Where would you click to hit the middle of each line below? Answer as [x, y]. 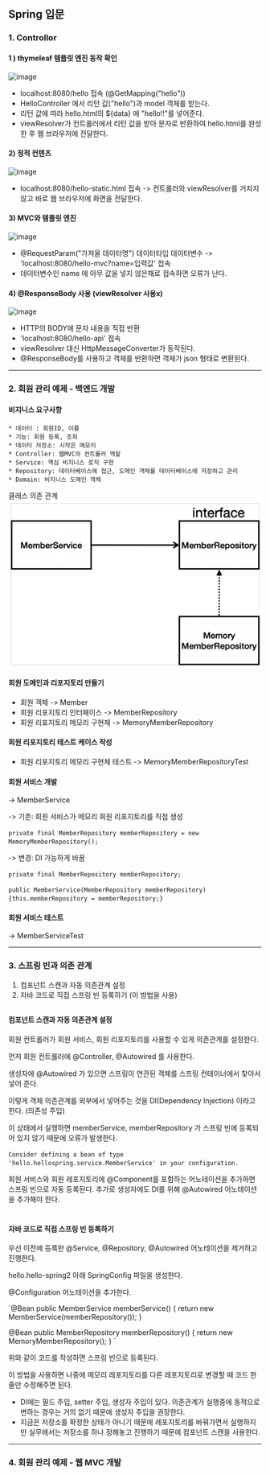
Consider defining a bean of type [66, 1154]
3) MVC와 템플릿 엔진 [42, 218]
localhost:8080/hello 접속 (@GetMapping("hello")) [103, 93]
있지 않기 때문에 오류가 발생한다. [67, 1138]
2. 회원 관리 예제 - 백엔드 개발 [61, 389]
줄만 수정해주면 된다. [41, 1385]
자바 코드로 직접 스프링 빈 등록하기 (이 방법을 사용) [98, 995]
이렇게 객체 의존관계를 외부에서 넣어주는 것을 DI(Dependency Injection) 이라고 [132, 1100]
